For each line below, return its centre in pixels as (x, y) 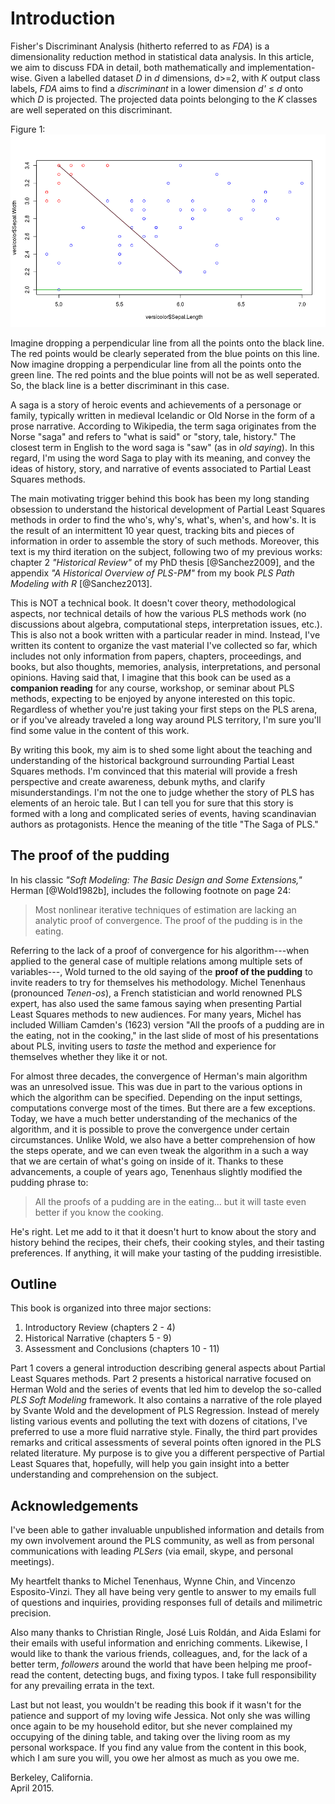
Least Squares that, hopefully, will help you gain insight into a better (150, 1464)
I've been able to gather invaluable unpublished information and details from (167, 1530)
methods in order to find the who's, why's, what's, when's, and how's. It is (163, 519)
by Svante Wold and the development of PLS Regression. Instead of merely (165, 1411)
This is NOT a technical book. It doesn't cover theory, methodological (153, 603)
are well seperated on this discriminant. (91, 109)
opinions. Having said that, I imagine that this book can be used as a (151, 677)
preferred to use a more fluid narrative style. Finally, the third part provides (164, 1432)
